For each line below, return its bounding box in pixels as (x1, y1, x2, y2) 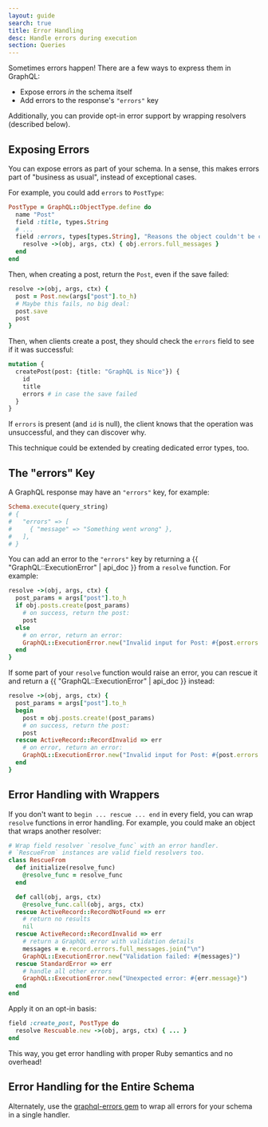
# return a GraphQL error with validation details (22, 938, 195, 946)
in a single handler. (8, 1109, 70, 1119)
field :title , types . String (15, 218, 109, 226)
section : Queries (8, 41, 66, 49)
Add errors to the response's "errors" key (19, 96, 160, 105)
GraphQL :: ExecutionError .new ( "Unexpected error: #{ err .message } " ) (22, 975, 248, 983)
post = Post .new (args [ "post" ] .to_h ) (15, 292, 137, 300)
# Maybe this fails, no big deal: (15, 300, 130, 308)
